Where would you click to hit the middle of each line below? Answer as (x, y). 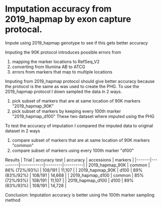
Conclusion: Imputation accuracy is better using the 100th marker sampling (80, 195)
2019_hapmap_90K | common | (119, 165)
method (13, 200)
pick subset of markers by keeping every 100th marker (66, 111)
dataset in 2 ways (22, 131)
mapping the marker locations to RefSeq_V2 (56, 61)
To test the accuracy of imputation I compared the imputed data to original (79, 126)
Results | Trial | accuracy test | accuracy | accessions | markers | (69, 160)
